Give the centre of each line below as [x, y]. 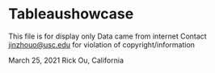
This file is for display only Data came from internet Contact [108, 36]
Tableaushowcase [71, 14]
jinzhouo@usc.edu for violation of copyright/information [102, 44]
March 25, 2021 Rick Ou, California [66, 60]
